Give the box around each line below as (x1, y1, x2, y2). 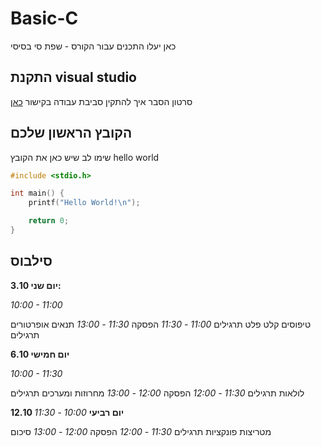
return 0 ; (28, 216, 70, 226)
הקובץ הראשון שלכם (10, 125, 133, 142)
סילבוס (10, 253, 53, 270)
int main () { (10, 188, 65, 199)
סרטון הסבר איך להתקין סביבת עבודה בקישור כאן (10, 95, 193, 107)
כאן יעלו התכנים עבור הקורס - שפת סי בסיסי (10, 40, 177, 52)
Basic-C (10, 7, 79, 30)
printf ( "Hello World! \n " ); (28, 198, 141, 208)
